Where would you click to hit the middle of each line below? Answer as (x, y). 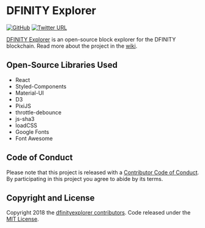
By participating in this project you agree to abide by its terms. (85, 178)
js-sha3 (25, 119)
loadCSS (26, 125)
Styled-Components (41, 86)
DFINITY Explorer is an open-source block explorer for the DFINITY (91, 39)
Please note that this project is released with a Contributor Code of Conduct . (103, 172)
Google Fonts (32, 131)
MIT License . (23, 219)
